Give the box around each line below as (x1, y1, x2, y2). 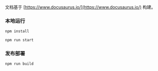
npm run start (5, 38, 34, 43)
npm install (5, 29, 29, 34)
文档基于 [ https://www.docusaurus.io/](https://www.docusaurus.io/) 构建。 (5, 4, 156, 10)
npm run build (5, 61, 34, 67)
